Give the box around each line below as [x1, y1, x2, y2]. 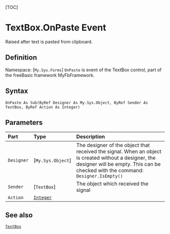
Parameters [5, 118, 43, 127]
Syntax [5, 87, 28, 96]
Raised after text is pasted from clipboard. [5, 38, 93, 44]
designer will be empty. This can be [76, 161, 161, 168]
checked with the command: [76, 167, 144, 174]
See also [5, 211, 33, 219]
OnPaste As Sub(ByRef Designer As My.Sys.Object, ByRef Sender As [5, 100, 148, 105]
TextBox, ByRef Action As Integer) [5, 105, 80, 110]
